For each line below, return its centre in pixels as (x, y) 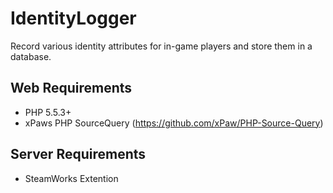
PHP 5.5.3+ (48, 112)
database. (31, 56)
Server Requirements (78, 154)
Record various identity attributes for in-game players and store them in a (161, 46)
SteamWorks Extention (71, 178)
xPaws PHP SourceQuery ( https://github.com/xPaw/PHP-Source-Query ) (174, 123)
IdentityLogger (73, 18)
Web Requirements (71, 88)
